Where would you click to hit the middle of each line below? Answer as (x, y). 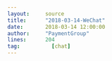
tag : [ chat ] (39, 46)
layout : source (36, 14)
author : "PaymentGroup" (49, 33)
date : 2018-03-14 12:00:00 (56, 27)
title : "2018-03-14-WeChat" (56, 20)
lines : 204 (31, 40)
